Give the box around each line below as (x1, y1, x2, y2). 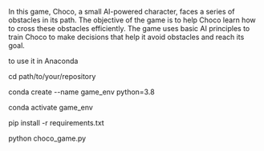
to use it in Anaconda (8, 56, 79, 66)
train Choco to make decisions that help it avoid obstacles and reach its (8, 32, 245, 42)
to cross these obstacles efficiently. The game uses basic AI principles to (8, 24, 250, 33)
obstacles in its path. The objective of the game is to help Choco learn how (8, 15, 256, 25)
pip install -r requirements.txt (8, 118, 104, 127)
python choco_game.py (8, 133, 87, 143)
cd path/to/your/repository (8, 72, 96, 81)
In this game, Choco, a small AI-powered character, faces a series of (8, 7, 235, 16)
